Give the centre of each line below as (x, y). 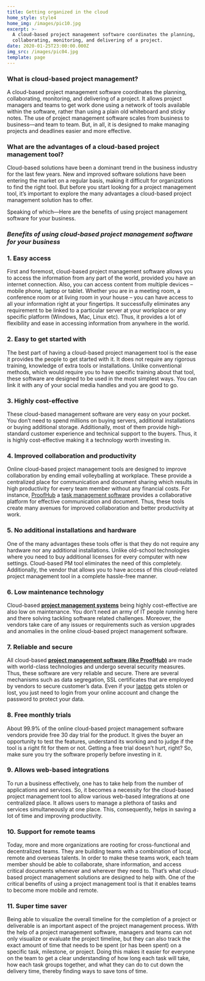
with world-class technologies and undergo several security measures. (96, 667)
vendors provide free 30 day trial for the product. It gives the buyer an (95, 735)
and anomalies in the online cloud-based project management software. (97, 631)
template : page (26, 57)
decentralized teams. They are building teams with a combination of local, (100, 852)
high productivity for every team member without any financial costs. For (99, 488)
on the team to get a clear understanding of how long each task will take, (99, 958)
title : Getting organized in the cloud (58, 12)
